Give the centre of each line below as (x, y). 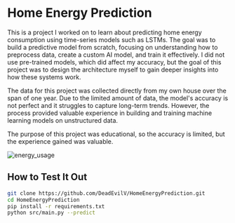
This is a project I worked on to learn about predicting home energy (105, 32)
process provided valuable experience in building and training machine (110, 113)
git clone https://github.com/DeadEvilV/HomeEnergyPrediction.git (106, 193)
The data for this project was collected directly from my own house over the (117, 90)
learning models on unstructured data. (62, 120)
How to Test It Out (47, 177)
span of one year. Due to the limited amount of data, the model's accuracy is (118, 98)
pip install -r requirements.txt (56, 206)
